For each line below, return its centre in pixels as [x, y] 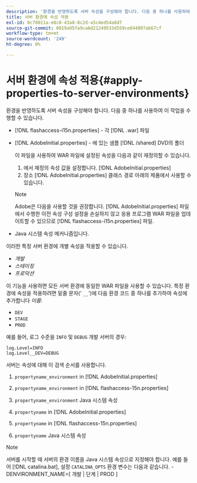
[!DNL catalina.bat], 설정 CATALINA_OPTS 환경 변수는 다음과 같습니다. [91, 467]
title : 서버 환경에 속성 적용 [38, 17]
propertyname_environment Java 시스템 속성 [66, 400]
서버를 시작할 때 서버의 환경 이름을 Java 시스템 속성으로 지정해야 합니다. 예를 [94, 459]
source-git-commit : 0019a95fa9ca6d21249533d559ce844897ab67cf [84, 28]
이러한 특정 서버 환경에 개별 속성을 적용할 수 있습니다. [67, 246]
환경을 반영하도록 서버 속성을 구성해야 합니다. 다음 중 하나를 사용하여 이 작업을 [96, 110]
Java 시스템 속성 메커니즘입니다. [52, 234]
